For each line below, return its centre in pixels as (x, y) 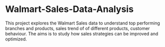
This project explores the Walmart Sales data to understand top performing (83, 23)
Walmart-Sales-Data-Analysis (69, 9)
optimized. (16, 39)
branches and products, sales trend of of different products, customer (78, 28)
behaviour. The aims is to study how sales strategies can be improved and (82, 33)
